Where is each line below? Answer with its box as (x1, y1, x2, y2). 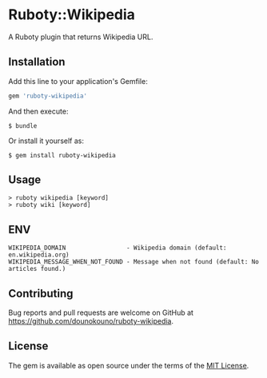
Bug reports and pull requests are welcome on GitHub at (8, 308, 194, 317)
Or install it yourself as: (8, 136, 84, 145)
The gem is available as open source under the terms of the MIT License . (8, 360, 249, 370)
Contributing (8, 286, 74, 300)
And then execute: (8, 106, 69, 116)
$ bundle (8, 121, 38, 129)
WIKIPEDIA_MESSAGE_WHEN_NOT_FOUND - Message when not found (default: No (8, 258, 260, 266)
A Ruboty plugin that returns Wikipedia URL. (8, 32, 153, 42)
